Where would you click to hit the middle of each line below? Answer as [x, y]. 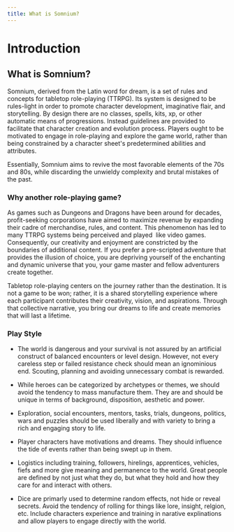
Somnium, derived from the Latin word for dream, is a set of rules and [108, 91]
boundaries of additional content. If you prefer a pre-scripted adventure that [117, 250]
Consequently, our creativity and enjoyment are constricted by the [103, 242]
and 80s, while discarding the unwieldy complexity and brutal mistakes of [113, 172]
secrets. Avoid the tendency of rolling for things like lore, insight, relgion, [122, 506]
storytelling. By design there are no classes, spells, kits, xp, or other [105, 114]
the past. [20, 179]
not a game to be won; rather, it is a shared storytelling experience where [112, 293]
